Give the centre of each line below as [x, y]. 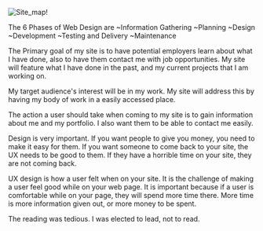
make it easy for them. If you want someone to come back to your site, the [128, 147]
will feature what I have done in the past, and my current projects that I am [128, 68]
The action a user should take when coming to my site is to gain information [131, 115]
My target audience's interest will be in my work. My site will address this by [131, 91]
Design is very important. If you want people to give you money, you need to [131, 138]
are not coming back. [42, 163]
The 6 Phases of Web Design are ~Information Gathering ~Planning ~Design [132, 27]
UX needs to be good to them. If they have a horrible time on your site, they [130, 155]
